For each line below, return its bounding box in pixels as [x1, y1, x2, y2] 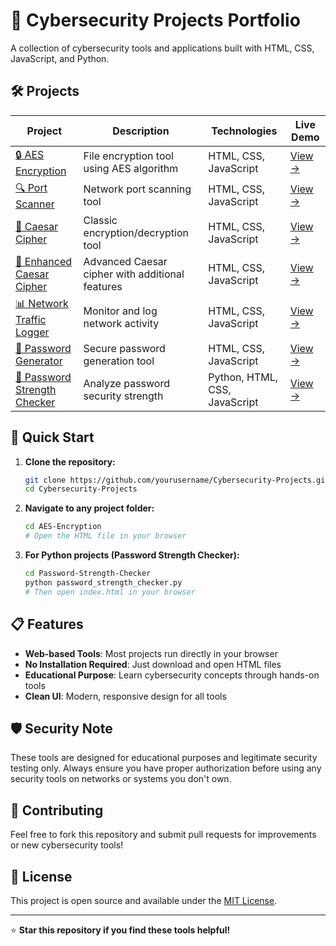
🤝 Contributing [10, 802, 104, 819]
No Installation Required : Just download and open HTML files [24, 658, 282, 670]
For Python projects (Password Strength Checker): [24, 549, 240, 561]
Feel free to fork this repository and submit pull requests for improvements [10, 829, 317, 841]
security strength [83, 389, 164, 403]
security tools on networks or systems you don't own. [10, 773, 232, 785]
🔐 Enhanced [15, 254, 73, 268]
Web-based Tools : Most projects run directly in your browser [24, 647, 278, 659]
